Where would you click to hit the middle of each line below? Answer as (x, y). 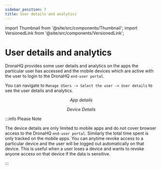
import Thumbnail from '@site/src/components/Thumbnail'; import (71, 28)
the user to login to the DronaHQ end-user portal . (55, 76)
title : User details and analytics (41, 14)
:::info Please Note (23, 119)
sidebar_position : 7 (26, 9)
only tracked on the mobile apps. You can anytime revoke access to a (74, 139)
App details (81, 100)
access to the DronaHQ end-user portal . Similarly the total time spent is (77, 133)
